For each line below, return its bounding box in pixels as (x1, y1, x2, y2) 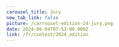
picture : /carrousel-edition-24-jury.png (6, 20, 114, 26)
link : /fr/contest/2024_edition (6, 32, 88, 38)
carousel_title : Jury (6, 9, 62, 15)
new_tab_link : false (6, 15, 59, 21)
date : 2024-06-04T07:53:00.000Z (6, 26, 88, 32)
